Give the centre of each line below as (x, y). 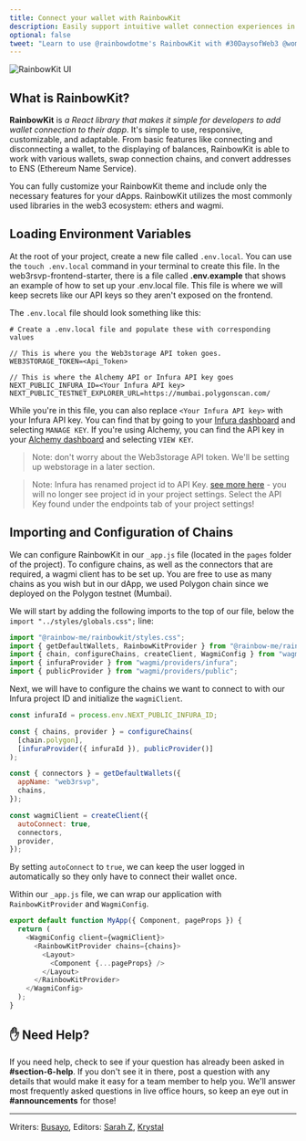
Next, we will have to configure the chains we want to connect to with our (147, 689)
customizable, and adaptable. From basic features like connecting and (141, 140)
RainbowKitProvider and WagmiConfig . (79, 904)
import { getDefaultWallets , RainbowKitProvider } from (117, 646)
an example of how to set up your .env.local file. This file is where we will (146, 285)
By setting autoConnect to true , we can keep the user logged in (127, 867)
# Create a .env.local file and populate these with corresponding (140, 330)
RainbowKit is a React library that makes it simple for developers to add (145, 120)
